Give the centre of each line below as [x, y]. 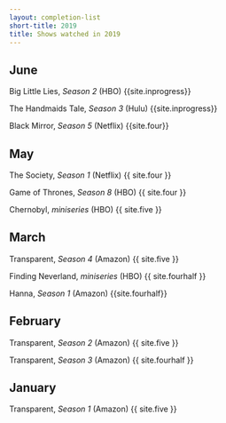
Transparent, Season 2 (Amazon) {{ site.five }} [94, 342]
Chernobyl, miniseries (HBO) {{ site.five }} [86, 209]
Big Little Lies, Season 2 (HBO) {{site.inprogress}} [100, 92]
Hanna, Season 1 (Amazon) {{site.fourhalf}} [88, 293]
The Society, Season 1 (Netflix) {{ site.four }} [90, 175]
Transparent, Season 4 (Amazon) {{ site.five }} [94, 259]
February [35, 321]
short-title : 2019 [43, 26]
